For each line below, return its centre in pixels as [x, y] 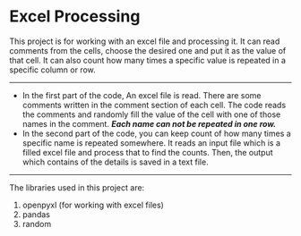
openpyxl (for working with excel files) [93, 205]
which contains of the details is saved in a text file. [115, 162]
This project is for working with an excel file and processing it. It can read [145, 41]
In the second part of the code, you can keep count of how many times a [156, 133]
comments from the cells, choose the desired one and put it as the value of [148, 50]
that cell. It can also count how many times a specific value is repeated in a [148, 60]
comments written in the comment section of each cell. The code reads [154, 105]
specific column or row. [52, 70]
